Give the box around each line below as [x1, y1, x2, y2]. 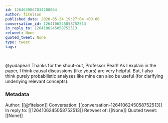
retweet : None [5, 30, 35, 35]
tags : [5, 44, 17, 49]
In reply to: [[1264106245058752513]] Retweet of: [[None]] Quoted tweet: [5, 107, 157, 113]
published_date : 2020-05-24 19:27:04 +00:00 [5, 16, 100, 21]
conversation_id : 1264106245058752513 [5, 21, 86, 26]
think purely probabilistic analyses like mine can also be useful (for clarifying [5, 73, 163, 79]
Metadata [5, 91, 29, 98]
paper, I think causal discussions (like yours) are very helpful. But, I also [5, 68, 153, 74]
